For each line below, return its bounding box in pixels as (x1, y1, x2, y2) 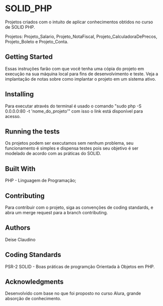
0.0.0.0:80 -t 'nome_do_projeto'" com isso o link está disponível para (5, 108, 143, 114)
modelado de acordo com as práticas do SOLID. (5, 151, 101, 156)
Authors (5, 224, 31, 232)
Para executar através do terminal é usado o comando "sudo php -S (5, 103, 142, 109)
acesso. (5, 113, 21, 119)
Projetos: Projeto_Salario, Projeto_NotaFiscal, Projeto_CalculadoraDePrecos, (5, 34, 157, 39)
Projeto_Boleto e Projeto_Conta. (5, 38, 69, 44)
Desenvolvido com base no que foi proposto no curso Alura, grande (5, 290, 141, 296)
